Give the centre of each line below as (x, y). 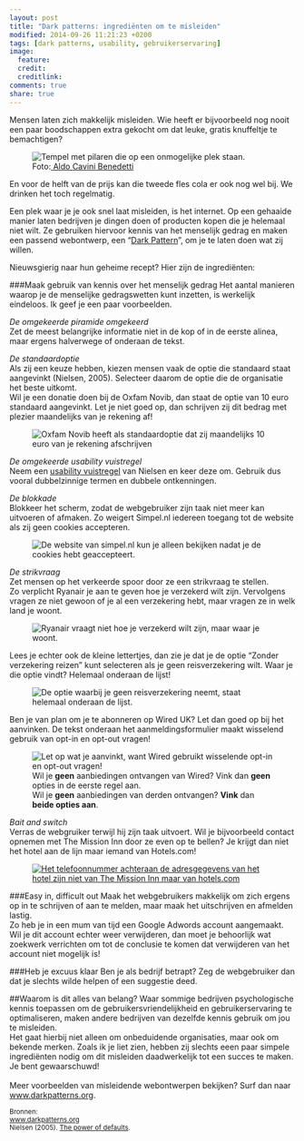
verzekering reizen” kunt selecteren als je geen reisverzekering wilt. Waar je (151, 664)
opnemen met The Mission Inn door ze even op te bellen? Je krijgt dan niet (149, 841)
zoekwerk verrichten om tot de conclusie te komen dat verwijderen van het (150, 944)
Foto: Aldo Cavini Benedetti (83, 166)
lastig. (21, 915)
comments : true (38, 85)
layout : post (34, 18)
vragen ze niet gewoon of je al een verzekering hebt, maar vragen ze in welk (152, 601)
